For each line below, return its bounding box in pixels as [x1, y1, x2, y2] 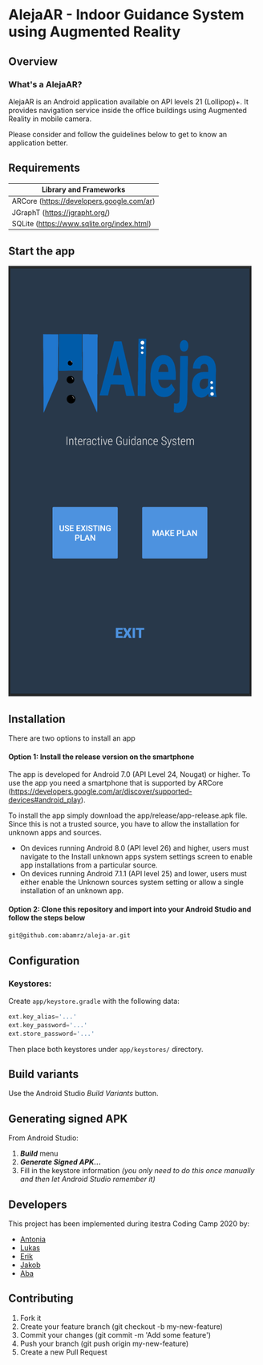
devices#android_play [8, 795, 82, 805]
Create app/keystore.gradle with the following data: [8, 997, 180, 1006]
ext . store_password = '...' [8, 1030, 95, 1038]
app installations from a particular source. [19, 860, 158, 870]
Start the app [8, 244, 75, 258]
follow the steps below [8, 912, 86, 922]
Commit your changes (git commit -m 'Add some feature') [19, 1330, 211, 1339]
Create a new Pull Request [19, 1347, 108, 1357]
